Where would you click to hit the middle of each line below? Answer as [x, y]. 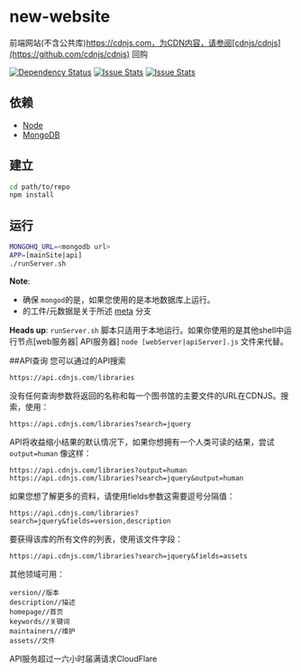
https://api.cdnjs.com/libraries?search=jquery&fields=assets [128, 556]
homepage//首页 [36, 611]
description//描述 [42, 602]
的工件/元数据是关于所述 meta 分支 [87, 311]
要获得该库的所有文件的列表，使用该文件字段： [96, 538]
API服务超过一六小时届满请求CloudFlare [83, 658]
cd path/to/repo [40, 187]
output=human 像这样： [50, 453]
